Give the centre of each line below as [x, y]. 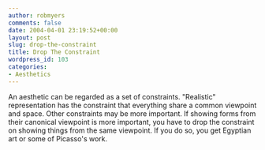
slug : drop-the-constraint [52, 45]
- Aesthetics [30, 74]
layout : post [30, 37]
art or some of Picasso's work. [58, 138]
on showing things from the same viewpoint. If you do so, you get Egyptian [130, 130]
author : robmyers [37, 15]
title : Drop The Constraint [54, 52]
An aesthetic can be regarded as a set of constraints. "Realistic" [112, 96]
